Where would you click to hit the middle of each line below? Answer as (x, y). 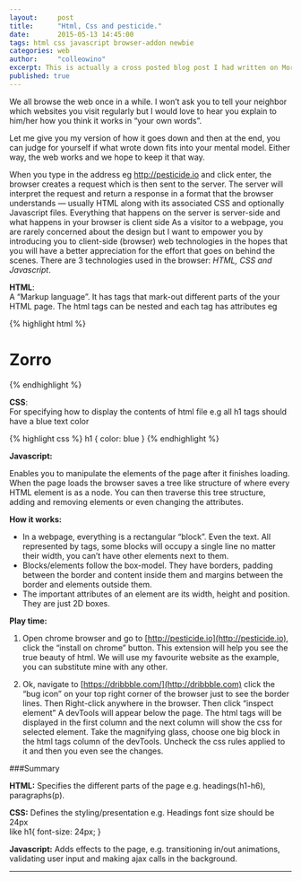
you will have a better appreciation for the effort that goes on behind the (142, 250)
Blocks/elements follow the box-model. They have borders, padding (147, 565)
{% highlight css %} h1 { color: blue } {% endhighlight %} (114, 438)
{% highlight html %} (48, 323)
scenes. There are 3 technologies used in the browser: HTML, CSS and (141, 260)
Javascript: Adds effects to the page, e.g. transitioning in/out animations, (145, 849)
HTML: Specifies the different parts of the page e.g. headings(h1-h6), (138, 785)
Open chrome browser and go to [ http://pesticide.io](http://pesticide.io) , (155, 638)
